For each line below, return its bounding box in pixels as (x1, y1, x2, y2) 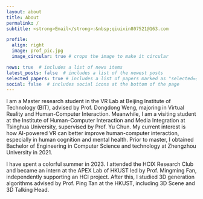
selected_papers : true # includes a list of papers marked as (6, 75, 166, 81)
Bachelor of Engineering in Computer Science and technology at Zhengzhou (6, 142, 196, 150)
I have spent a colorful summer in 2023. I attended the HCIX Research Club (6, 160, 194, 168)
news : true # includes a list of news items (6, 64, 123, 70)
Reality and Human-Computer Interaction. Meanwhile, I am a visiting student (6, 110, 196, 118)
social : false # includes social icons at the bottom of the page (6, 81, 180, 87)
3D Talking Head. (6, 186, 50, 194)
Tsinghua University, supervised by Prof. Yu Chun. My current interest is (6, 123, 186, 130)
